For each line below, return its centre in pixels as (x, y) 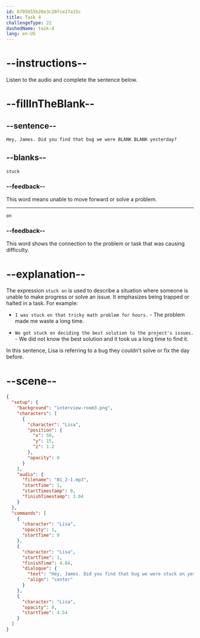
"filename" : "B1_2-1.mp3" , (55, 480)
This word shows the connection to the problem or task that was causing (96, 244)
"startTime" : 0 (41, 536)
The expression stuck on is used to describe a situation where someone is (97, 291)
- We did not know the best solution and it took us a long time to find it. (101, 339)
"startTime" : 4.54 (45, 613)
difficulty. (18, 250)
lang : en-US (21, 34)
